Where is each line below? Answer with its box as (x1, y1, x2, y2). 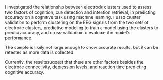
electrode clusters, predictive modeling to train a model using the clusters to (5, 25, 159, 31)
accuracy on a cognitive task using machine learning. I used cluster (5, 15, 141, 20)
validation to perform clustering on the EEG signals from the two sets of (5, 19, 149, 25)
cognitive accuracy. (5, 69, 45, 75)
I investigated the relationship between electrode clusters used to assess (5, 4, 152, 10)
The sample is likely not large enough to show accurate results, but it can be (5, 45, 159, 50)
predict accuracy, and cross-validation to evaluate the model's (5, 30, 131, 35)
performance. (5, 35, 33, 41)
